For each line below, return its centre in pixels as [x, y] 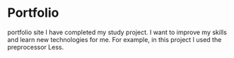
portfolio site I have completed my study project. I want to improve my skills [117, 32]
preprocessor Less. [36, 47]
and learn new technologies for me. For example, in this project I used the [115, 39]
